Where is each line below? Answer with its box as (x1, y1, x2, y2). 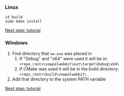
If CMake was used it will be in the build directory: (19, 66, 119, 71)
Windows (5, 40, 28, 46)
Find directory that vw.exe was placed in (12, 50, 92, 56)
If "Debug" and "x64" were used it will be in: (19, 55, 108, 61)
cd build (5, 15, 23, 20)
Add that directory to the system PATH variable (12, 76, 106, 82)
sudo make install (5, 19, 42, 24)
